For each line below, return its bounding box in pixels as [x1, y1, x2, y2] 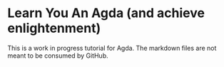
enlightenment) [7, 20, 101, 36]
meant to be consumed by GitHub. [7, 51, 108, 60]
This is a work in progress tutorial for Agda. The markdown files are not [7, 43, 217, 52]
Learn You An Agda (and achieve [7, 5, 205, 21]
